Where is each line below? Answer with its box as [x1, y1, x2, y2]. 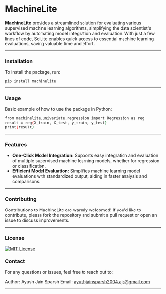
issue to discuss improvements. [5, 217, 70, 223]
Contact [5, 258, 25, 265]
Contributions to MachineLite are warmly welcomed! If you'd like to [5, 207, 142, 213]
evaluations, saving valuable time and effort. [5, 41, 95, 46]
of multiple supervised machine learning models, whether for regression [12, 158, 160, 164]
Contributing [5, 196, 37, 203]
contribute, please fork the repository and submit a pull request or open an [5, 212, 157, 218]
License [5, 234, 25, 241]
